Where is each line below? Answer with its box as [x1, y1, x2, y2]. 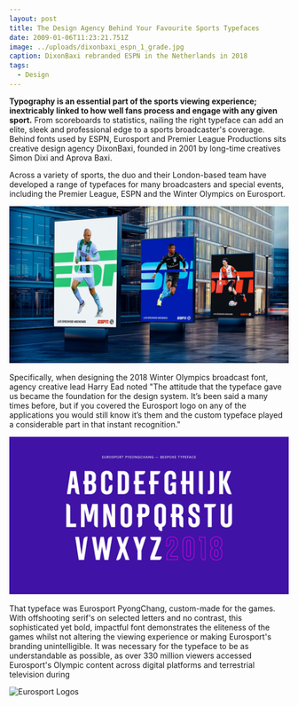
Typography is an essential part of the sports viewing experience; [9, 96, 257, 106]
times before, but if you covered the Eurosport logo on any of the [9, 400, 247, 412]
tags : [9, 61, 29, 70]
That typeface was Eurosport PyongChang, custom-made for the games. [9, 603, 276, 614]
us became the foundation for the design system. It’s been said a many [9, 391, 269, 402]
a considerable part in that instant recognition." [9, 420, 181, 430]
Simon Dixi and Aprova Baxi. [9, 152, 113, 163]
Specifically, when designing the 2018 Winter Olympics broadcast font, [9, 373, 269, 383]
